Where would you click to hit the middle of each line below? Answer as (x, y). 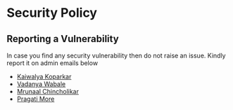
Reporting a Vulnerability (63, 39)
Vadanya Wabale (41, 84)
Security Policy (52, 13)
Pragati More (36, 99)
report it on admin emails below (52, 63)
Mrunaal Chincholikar (48, 91)
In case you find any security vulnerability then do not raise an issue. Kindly (116, 55)
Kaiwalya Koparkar (44, 76)
